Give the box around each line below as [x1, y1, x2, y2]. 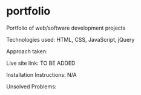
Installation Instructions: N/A [6, 71, 77, 78]
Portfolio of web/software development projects [6, 24, 126, 31]
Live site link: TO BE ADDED [6, 59, 76, 67]
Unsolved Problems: [6, 83, 57, 90]
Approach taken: [6, 47, 48, 55]
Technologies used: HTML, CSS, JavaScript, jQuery [6, 36, 135, 43]
